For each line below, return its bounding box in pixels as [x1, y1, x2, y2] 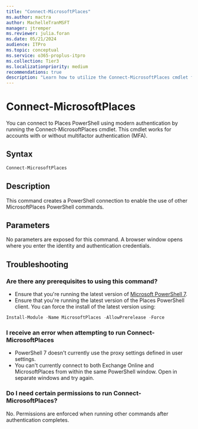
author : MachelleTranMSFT [6, 19, 70, 25]
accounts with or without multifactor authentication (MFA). [6, 132, 148, 139]
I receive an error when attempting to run [6, 329, 126, 337]
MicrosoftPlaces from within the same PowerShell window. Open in [14, 368, 178, 375]
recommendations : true [6, 69, 62, 75]
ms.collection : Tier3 [6, 58, 60, 64]
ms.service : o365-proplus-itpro [6, 53, 85, 58]
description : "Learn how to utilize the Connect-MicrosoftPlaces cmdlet [6, 74, 189, 80]
